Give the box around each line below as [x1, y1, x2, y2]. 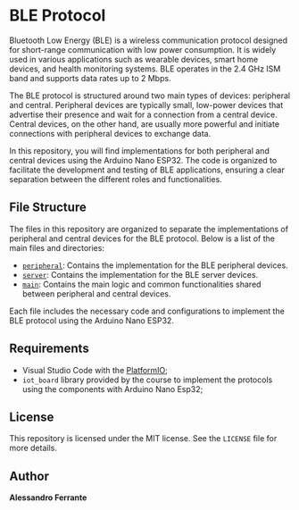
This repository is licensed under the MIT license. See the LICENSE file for [9, 433, 278, 444]
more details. [9, 443, 58, 454]
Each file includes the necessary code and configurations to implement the [9, 305, 286, 316]
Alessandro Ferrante [9, 492, 87, 503]
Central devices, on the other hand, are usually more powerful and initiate [9, 118, 279, 130]
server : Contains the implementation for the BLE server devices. [21, 269, 259, 280]
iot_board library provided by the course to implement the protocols [21, 374, 273, 385]
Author [9, 468, 49, 483]
